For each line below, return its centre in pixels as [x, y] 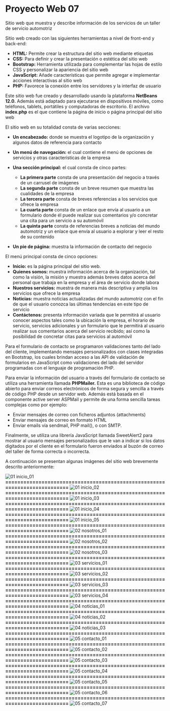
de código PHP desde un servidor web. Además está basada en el [74, 394]
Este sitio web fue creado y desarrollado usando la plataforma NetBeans [81, 96]
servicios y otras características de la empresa [61, 158]
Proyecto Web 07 [42, 9]
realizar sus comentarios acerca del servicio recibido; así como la [81, 331]
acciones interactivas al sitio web [47, 80]
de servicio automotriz [29, 28]
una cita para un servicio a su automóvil [62, 220]
